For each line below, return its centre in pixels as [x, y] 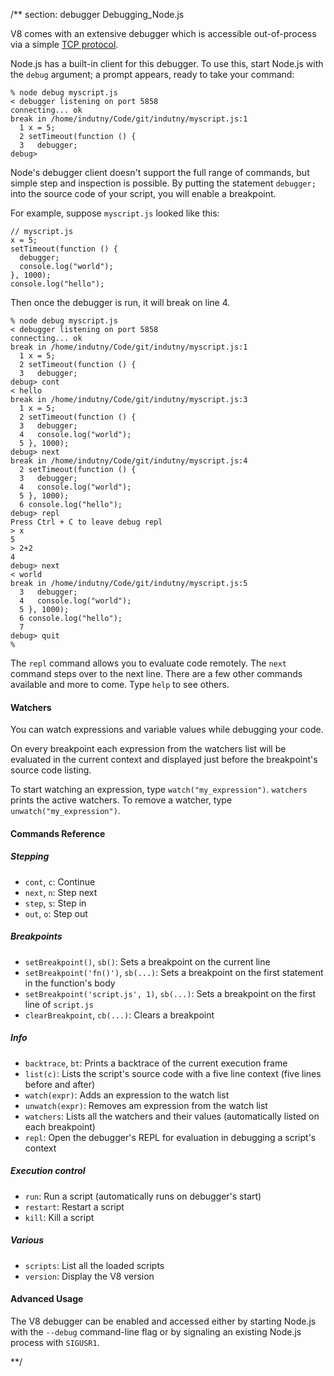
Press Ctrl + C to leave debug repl [86, 522]
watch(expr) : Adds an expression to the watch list [127, 1095]
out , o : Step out [56, 913]
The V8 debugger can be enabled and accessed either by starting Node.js [163, 1321]
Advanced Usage [47, 1299]
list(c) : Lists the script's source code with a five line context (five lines [173, 1073]
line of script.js [59, 1004]
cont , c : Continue [60, 881]
